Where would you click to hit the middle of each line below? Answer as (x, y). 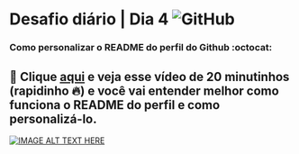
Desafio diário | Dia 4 (89, 19)
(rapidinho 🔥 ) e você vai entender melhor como (144, 91)
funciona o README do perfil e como (115, 105)
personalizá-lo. (53, 118)
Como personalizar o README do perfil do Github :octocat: (141, 48)
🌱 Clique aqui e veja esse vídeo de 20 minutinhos (149, 77)
